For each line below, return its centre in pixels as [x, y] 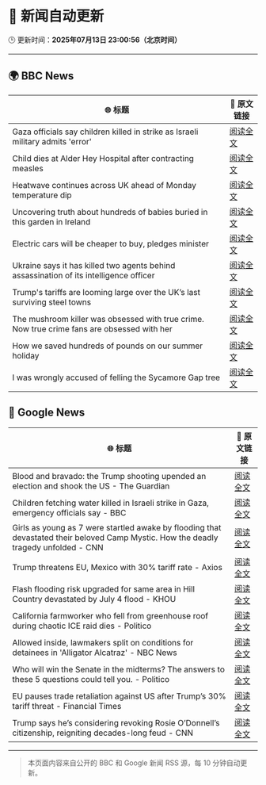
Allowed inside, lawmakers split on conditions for [103, 642]
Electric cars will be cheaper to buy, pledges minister [111, 243]
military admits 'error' [52, 141]
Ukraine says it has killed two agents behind [94, 265]
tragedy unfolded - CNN [58, 547]
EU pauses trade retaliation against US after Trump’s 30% [120, 696]
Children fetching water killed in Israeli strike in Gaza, [111, 503]
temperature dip [42, 195]
